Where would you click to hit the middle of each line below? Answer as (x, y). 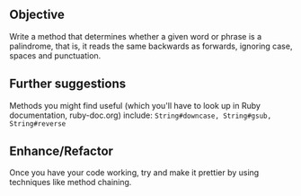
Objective (37, 15)
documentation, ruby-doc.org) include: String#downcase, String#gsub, (141, 115)
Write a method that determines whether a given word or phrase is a (136, 36)
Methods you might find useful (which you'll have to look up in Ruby (135, 105)
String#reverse (38, 124)
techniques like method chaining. (71, 183)
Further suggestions (68, 84)
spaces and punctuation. (55, 55)
